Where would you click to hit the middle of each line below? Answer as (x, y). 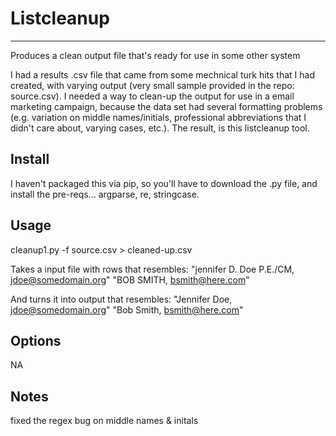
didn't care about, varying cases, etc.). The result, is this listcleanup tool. (160, 128)
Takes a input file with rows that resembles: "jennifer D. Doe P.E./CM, (152, 269)
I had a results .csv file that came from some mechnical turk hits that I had (162, 74)
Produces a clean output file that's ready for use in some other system (155, 55)
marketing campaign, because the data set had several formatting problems (166, 106)
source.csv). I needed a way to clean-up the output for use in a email (152, 96)
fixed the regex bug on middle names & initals (104, 421)
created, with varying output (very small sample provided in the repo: (152, 85)
